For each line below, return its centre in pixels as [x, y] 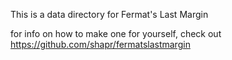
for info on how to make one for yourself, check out [116, 33]
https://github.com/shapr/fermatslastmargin [100, 44]
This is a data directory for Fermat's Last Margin [109, 14]
